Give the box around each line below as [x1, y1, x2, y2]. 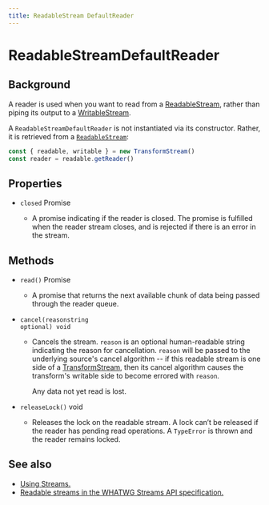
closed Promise [19, 198, 71, 208]
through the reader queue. [31, 299, 119, 308]
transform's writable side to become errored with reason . [31, 371, 220, 380]
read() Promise [19, 275, 71, 284]
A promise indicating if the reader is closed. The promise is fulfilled [31, 214, 254, 223]
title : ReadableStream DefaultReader [8, 11, 134, 20]
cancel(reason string [19, 316, 89, 324]
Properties [8, 177, 62, 190]
